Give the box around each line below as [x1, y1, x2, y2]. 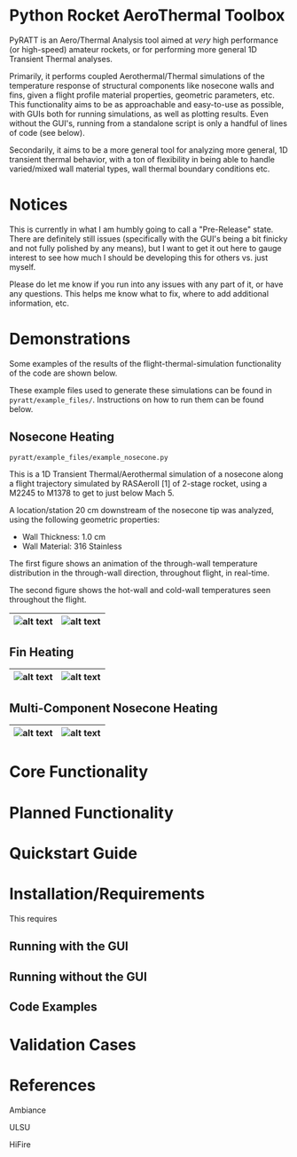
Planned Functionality [9, 803, 175, 822]
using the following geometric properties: [9, 514, 160, 525]
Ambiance [9, 1105, 47, 1115]
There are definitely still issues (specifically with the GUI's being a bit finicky [9, 233, 288, 244]
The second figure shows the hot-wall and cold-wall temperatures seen [9, 584, 271, 595]
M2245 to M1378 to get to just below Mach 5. [9, 487, 175, 498]
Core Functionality [9, 762, 149, 782]
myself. [9, 261, 36, 272]
